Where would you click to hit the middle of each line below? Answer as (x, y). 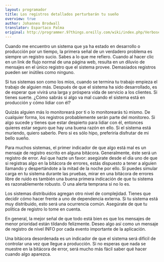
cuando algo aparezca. (28, 254)
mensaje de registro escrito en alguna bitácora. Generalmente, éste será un (81, 153)
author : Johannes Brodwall (32, 23)
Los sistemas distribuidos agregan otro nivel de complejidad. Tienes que (78, 193)
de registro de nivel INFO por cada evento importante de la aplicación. (76, 229)
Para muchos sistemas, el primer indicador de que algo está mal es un (76, 148)
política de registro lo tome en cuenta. (43, 209)
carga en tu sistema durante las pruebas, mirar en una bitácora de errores (79, 174)
